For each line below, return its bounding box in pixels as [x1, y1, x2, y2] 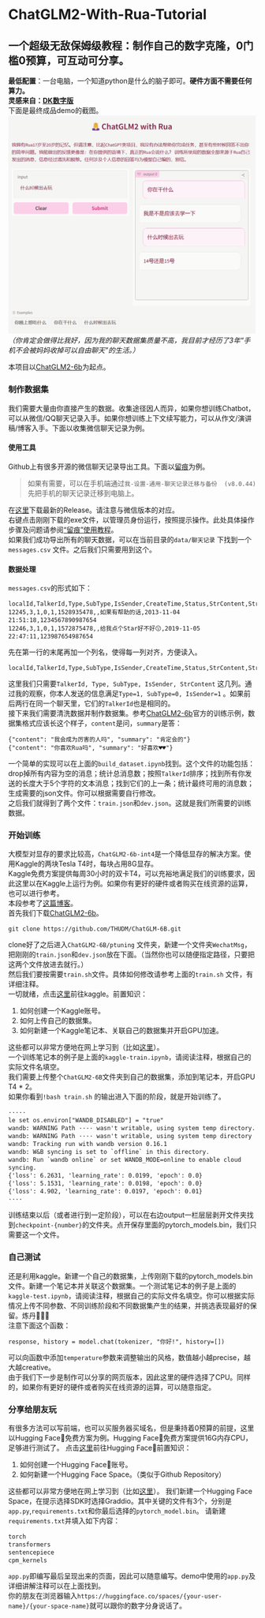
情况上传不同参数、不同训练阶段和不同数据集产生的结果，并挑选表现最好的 [8, 1301, 250, 1310]
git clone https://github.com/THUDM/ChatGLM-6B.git [8, 925, 181, 933]
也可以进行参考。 [8, 889, 64, 898]
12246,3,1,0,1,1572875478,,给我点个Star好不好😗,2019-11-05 [8, 625, 201, 633]
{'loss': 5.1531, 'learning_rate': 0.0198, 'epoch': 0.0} [8, 1180, 203, 1188]
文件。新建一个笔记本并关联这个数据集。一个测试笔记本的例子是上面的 [8, 1281, 237, 1290]
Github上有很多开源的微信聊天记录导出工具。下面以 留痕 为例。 [8, 462, 210, 471]
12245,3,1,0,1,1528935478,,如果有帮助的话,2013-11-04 [8, 609, 181, 616]
